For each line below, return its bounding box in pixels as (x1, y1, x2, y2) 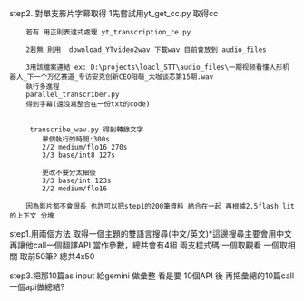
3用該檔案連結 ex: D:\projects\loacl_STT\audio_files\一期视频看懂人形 (25, 63, 283, 72)
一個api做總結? (9, 282, 65, 292)
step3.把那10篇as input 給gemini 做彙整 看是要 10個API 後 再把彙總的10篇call (9, 270, 295, 281)
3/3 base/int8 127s (42, 150, 116, 160)
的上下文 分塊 (9, 211, 54, 220)
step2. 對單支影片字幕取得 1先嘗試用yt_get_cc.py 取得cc (9, 8, 219, 18)
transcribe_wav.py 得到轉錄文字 (29, 125, 143, 134)
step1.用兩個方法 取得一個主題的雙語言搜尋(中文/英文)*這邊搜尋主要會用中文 (9, 228, 293, 238)
